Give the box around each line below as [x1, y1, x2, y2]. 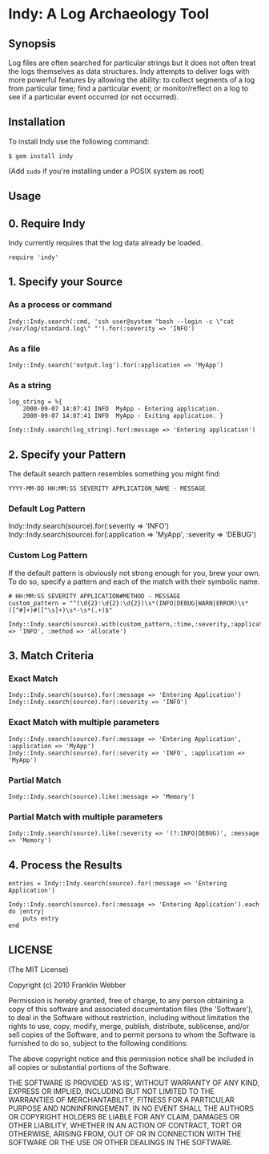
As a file [8, 342, 41, 354]
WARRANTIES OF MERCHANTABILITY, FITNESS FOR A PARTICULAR [8, 1095, 235, 1104]
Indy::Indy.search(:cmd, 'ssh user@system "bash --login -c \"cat [8, 318, 235, 326]
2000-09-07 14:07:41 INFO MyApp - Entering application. [22, 405, 220, 413]
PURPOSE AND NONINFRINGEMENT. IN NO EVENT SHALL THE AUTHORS [8, 1103, 255, 1113]
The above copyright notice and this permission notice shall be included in [8, 1054, 254, 1063]
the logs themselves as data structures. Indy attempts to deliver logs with [8, 67, 250, 76]
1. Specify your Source [8, 275, 123, 289]
